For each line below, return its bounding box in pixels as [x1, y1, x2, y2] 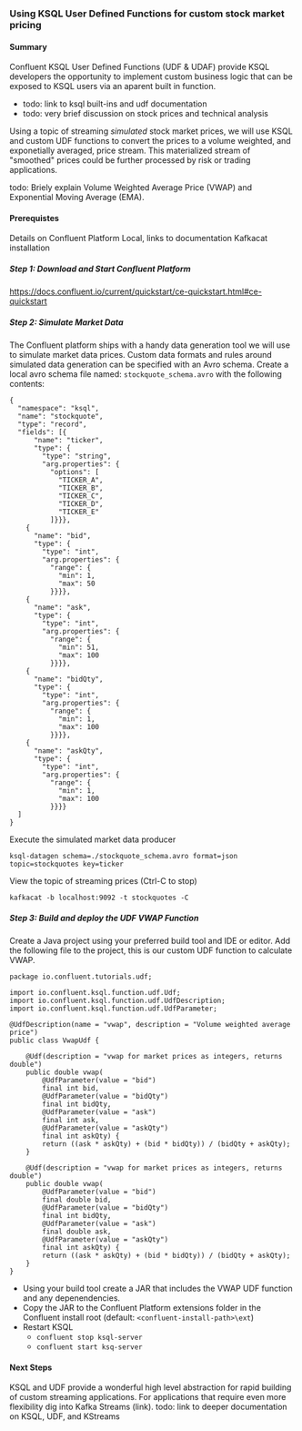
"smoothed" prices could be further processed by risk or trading [9, 155, 251, 166]
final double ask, [42, 1227, 112, 1236]
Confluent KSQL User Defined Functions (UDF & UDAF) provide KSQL [9, 62, 270, 73]
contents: [9, 379, 45, 390]
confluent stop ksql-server [35, 1333, 143, 1343]
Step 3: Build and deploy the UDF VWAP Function [9, 912, 199, 923]
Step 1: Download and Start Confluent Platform [9, 263, 191, 274]
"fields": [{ [17, 428, 67, 437]
